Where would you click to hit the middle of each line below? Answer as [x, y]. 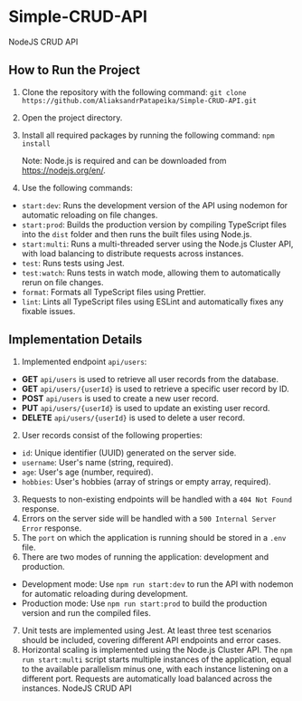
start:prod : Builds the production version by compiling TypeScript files [154, 225]
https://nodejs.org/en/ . [63, 170]
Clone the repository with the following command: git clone [134, 91]
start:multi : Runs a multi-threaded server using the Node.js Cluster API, [157, 244]
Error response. [52, 528]
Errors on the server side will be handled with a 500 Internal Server [149, 518]
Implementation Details [75, 340]
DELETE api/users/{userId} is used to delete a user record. [133, 418]
